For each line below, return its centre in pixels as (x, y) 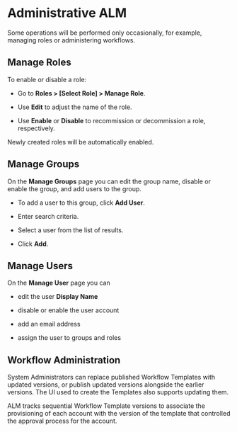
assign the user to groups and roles (69, 338)
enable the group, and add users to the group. (74, 188)
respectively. (36, 128)
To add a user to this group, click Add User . (81, 203)
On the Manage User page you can (59, 283)
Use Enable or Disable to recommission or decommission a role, (111, 120)
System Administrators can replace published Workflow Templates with (111, 377)
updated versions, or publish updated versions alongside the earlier (106, 385)
